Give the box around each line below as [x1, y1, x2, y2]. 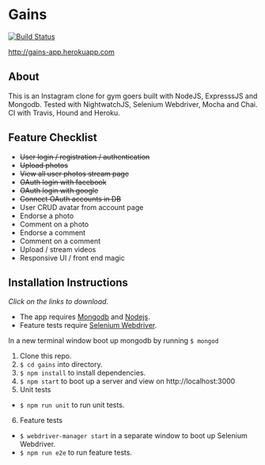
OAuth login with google [19, 185, 99, 195]
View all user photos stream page [19, 169, 129, 178]
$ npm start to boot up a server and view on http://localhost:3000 [19, 376, 236, 386]
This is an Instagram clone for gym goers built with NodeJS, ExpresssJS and [8, 91, 258, 101]
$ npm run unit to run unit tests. [19, 400, 125, 410]
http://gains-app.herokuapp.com [8, 47, 115, 56]
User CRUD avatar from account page [19, 202, 144, 212]
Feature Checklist [8, 131, 97, 144]
